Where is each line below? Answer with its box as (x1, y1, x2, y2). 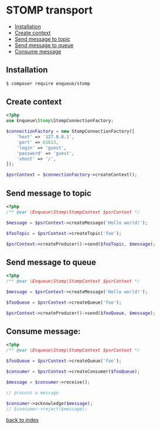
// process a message (6, 390, 59, 396)
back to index (6, 417, 39, 424)
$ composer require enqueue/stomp (6, 81, 91, 86)
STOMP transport (6, 4, 93, 17)
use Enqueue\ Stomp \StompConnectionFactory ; (6, 118, 114, 124)
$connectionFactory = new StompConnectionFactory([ (6, 129, 135, 135)
